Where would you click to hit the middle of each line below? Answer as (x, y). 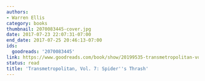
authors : (17, 12)
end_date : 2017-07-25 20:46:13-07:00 (54, 40)
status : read (23, 63)
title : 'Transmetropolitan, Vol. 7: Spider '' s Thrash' (77, 69)
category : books (27, 23)
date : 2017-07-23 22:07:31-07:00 (49, 35)
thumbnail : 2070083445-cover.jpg (49, 29)
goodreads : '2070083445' (43, 52)
